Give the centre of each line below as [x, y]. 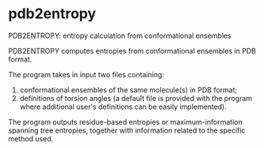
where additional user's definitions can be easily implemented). [123, 107]
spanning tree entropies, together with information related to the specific [127, 130]
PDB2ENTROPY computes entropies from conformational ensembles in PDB [132, 51]
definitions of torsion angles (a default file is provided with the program [136, 98]
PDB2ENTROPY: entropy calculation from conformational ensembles [120, 36]
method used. [31, 138]
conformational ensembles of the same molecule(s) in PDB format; [128, 90]
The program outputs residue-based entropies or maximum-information [126, 122]
